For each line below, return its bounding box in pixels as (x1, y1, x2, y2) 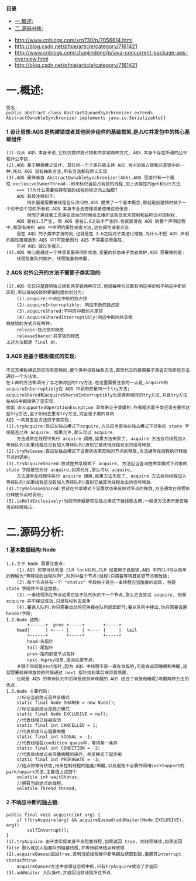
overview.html (14, 55, 49, 62)
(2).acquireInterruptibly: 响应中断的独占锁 (16, 302, 120, 308)
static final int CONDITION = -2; (16, 745, 101, 751)
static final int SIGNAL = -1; (16, 734, 93, 740)
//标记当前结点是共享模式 (16, 694, 70, 700)
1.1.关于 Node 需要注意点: (6, 561, 66, 567)
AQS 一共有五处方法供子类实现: (6, 417, 72, 423)
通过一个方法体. (6, 373, 40, 379)
